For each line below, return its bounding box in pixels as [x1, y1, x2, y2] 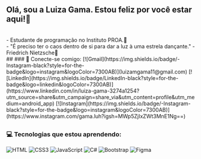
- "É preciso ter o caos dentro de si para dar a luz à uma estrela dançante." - [6, 42, 195, 50]
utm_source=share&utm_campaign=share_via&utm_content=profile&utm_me [6, 93, 195, 100]
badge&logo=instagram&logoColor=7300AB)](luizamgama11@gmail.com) [6, 68, 188, 75]
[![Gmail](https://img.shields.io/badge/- [82, 55, 180, 62]
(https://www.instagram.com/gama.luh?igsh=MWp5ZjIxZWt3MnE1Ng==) [6, 112, 186, 120]
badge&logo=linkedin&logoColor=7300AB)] [6, 81, 114, 88]
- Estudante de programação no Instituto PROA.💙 [6, 36, 127, 44]
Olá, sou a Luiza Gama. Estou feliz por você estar [6, 5, 192, 15]
